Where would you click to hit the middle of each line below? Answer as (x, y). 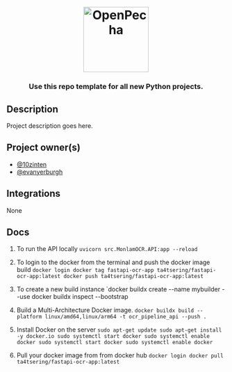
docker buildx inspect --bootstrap (80, 297)
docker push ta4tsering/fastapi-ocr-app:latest (134, 277)
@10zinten (32, 164)
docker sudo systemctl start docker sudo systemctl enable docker (115, 343)
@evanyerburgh (40, 172)
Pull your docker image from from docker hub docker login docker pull (120, 355)
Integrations (33, 194)
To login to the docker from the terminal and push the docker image (113, 262)
